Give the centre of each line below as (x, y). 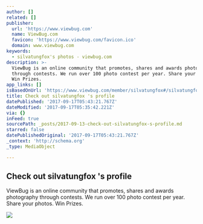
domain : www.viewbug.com (43, 46)
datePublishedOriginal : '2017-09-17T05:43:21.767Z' (72, 136)
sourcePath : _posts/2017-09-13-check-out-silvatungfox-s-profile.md (94, 124)
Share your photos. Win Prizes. (45, 203)
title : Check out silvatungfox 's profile (60, 96)
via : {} (16, 113)
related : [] (21, 18)
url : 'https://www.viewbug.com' (53, 29)
